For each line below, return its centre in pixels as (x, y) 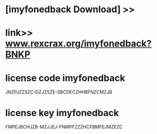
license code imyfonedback (65, 78)
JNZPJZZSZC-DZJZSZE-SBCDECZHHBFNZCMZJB (59, 92)
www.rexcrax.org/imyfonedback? (78, 44)
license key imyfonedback (62, 113)
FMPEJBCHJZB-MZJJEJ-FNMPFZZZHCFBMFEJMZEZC (64, 127)
